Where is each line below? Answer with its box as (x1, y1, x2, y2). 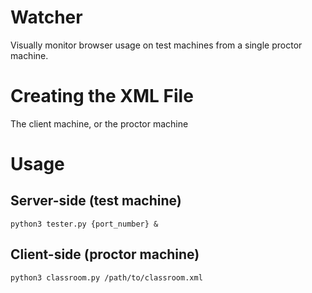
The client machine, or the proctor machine (10, 117, 189, 130)
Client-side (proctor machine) (10, 246, 200, 263)
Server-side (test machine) (10, 192, 182, 210)
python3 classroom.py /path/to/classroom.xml (10, 272, 203, 283)
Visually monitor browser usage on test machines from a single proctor (10, 39, 303, 51)
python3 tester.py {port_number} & (10, 219, 159, 229)
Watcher (10, 6, 83, 29)
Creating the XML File (10, 85, 194, 108)
